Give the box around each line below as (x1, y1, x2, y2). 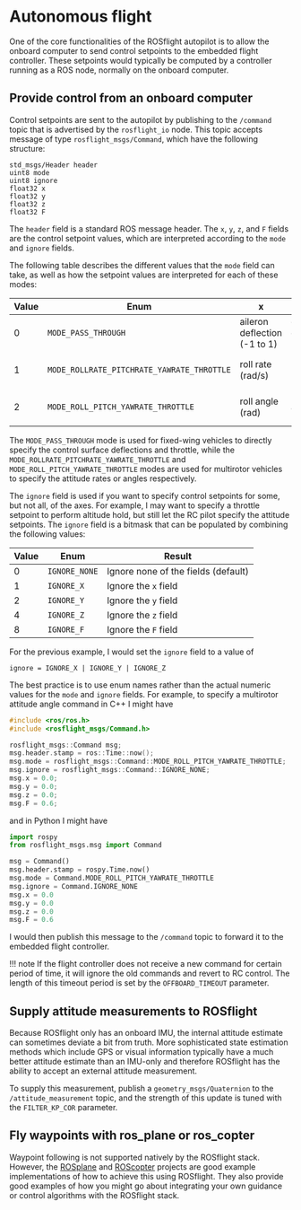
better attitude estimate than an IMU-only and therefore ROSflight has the (9, 1057, 280, 1067)
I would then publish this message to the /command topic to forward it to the (9, 932, 284, 943)
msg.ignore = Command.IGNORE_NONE (9, 881, 139, 890)
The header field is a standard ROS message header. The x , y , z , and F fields (9, 223, 289, 234)
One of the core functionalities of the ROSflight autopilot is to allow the (9, 36, 270, 47)
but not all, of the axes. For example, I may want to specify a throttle (9, 500, 260, 511)
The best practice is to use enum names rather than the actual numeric (9, 680, 271, 690)
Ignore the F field (107, 623, 178, 636)
